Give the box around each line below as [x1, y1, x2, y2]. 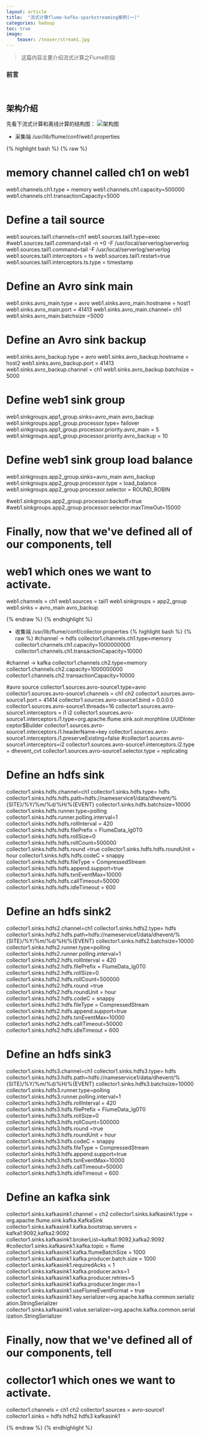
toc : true [6, 25, 31, 32]
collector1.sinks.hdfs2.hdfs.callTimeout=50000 [6, 1020, 123, 1027]
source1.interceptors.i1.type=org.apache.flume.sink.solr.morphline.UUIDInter [6, 715, 196, 722]
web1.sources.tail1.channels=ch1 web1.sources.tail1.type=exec [6, 233, 161, 240]
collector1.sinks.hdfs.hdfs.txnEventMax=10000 [6, 871, 122, 878]
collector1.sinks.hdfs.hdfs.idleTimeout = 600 [6, 883, 116, 891]
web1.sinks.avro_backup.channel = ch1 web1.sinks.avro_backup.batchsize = [6, 365, 194, 373]
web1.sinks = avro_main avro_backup [6, 604, 98, 611]
